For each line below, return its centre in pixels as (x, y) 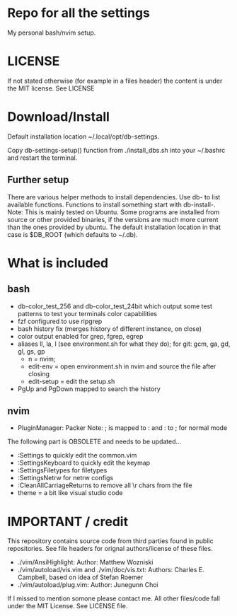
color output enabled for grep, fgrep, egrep (80, 336)
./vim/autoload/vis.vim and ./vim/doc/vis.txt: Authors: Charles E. (111, 570)
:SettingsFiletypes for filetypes (62, 470)
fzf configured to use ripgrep (60, 321)
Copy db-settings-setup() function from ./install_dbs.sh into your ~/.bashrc (116, 150)
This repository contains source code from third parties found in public (110, 541)
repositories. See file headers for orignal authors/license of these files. (110, 549)
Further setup (38, 180)
